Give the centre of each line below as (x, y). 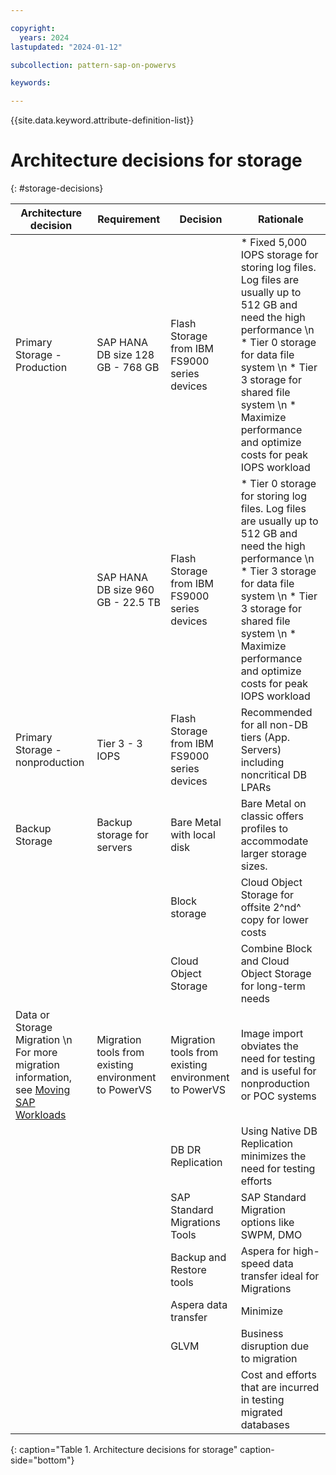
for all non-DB (274, 725)
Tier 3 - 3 (119, 744)
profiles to (264, 829)
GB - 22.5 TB (129, 603)
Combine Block (276, 949)
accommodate (274, 841)
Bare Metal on (273, 804)
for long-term (273, 986)
